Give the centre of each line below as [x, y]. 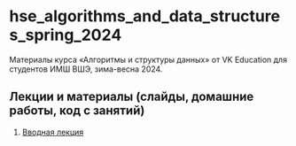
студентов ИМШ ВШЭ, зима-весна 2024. [86, 69]
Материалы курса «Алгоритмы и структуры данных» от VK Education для [148, 59]
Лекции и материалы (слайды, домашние [132, 97]
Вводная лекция [53, 132]
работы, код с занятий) [77, 111]
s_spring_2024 [66, 35]
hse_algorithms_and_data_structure [145, 16]
